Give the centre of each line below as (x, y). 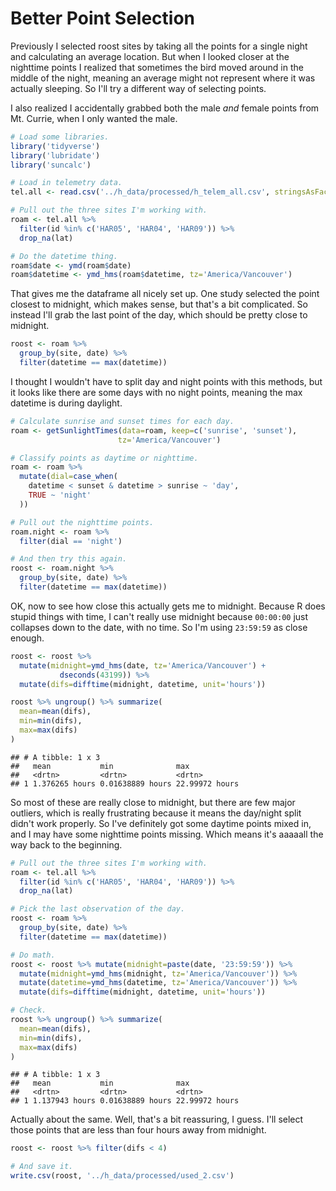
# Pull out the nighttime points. (82, 522)
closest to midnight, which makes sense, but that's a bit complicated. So (159, 304)
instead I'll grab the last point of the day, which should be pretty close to (159, 315)
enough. (27, 638)
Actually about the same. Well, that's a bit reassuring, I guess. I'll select (157, 1119)
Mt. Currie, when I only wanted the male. (94, 118)
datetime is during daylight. (66, 403)
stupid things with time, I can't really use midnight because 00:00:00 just (159, 616)
